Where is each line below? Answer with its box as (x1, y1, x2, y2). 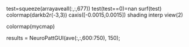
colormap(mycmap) (6, 23, 55, 30)
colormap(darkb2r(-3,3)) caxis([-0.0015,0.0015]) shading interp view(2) (6, 11, 184, 18)
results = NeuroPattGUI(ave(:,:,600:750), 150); (6, 35, 120, 41)
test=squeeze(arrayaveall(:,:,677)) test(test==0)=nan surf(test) (6, 5, 162, 12)
